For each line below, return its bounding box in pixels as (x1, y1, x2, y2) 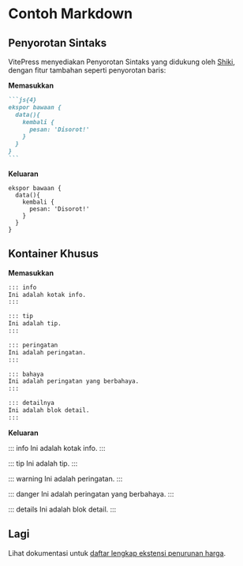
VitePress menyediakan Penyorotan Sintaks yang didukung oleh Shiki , (8, 57, 235, 66)
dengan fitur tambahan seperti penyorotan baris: (8, 66, 166, 75)
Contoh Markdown (8, 5, 133, 23)
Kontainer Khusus (8, 247, 99, 261)
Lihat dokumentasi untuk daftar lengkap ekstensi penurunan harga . (8, 548, 226, 557)
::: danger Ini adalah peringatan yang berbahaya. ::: (8, 489, 174, 498)
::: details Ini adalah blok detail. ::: (8, 504, 117, 514)
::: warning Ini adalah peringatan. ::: (8, 474, 123, 483)
